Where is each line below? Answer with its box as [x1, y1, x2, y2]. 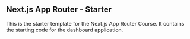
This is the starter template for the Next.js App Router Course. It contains [6, 20, 185, 27]
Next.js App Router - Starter [6, 5, 112, 15]
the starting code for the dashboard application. [6, 26, 123, 33]
